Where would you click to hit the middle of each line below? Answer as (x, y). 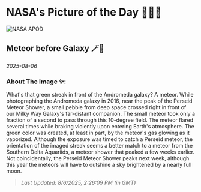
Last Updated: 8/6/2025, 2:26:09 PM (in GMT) (78, 183)
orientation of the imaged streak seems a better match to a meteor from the (100, 146)
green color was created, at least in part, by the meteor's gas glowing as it (98, 133)
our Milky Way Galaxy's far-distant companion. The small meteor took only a (101, 114)
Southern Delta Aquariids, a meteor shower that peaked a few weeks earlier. (100, 152)
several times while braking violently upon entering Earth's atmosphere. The (100, 127)
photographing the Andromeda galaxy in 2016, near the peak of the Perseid (99, 101)
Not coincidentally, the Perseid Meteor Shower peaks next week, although (98, 158)
